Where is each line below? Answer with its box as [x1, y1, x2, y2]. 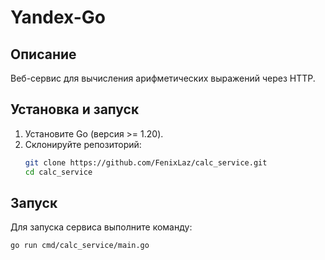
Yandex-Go [10, 6, 106, 29]
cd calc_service [24, 167, 93, 177]
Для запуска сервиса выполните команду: [10, 221, 193, 233]
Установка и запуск [10, 101, 140, 118]
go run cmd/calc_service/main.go [10, 241, 150, 251]
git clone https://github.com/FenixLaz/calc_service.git [24, 157, 268, 168]
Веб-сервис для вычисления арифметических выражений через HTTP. [10, 72, 316, 84]
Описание [10, 46, 77, 63]
